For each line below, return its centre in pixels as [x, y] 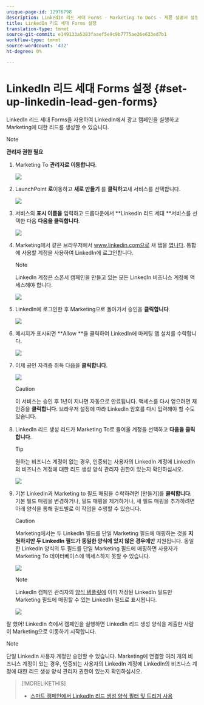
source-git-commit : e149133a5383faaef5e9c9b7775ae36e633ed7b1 [87, 35]
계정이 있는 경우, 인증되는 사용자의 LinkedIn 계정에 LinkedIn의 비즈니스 [107, 663]
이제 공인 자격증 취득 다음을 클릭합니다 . [61, 365]
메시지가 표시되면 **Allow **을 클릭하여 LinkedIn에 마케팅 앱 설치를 [95, 333]
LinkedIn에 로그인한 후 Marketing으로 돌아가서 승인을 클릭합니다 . [93, 309]
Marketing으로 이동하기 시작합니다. [54, 631]
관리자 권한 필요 [25, 152]
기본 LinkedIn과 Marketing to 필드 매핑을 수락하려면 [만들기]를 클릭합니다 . [103, 493]
